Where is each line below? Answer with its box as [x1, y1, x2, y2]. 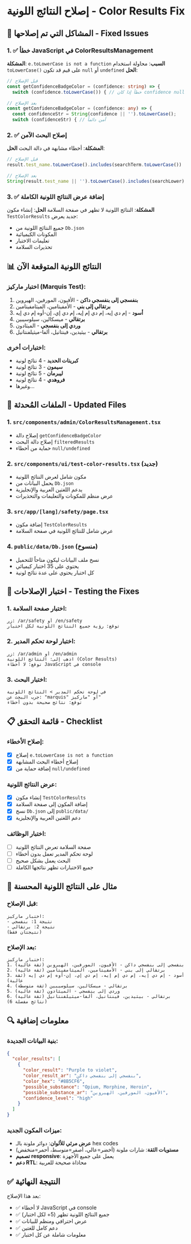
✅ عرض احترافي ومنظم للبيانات [15, 1218, 88, 1225]
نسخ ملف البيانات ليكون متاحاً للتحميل [15, 556, 100, 563]
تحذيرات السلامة [15, 244, 53, 251]
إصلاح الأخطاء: [7, 737, 44, 746]
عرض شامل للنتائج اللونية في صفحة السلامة [15, 528, 114, 535]
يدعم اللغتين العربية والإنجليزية [15, 486, 83, 493]
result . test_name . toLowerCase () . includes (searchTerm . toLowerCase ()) [7, 162, 182, 168]
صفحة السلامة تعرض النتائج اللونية [15, 843, 91, 851]
